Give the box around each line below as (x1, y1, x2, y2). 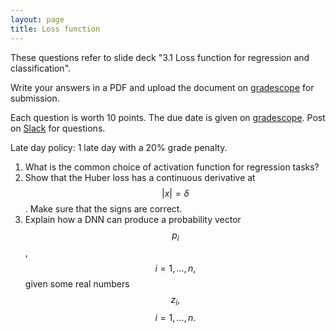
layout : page (10, 14, 65, 25)
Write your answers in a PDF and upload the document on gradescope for (10, 81, 315, 93)
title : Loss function (10, 24, 101, 34)
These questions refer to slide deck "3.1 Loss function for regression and (10, 51, 310, 63)
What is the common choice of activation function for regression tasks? (24, 161, 320, 173)
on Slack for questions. (10, 122, 106, 134)
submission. (10, 92, 60, 104)
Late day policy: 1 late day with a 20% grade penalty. (10, 141, 228, 153)
